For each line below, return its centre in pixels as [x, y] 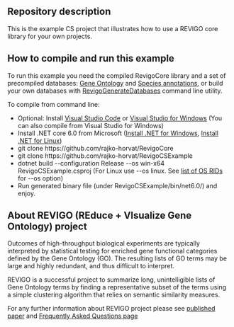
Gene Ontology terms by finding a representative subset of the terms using [117, 287]
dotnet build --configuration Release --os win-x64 [91, 163]
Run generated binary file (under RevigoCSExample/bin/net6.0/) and [117, 185]
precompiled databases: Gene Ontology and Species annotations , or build [115, 83]
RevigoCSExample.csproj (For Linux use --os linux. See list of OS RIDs [120, 171]
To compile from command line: [54, 104]
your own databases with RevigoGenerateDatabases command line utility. [115, 91]
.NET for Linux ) [40, 140]
